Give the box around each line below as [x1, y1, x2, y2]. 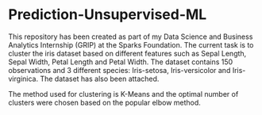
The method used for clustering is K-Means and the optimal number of [8, 89, 239, 98]
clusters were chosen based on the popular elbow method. [8, 98, 201, 107]
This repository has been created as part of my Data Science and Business [8, 32, 253, 41]
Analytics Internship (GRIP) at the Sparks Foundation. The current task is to [8, 40, 254, 49]
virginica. [8, 74, 38, 83]
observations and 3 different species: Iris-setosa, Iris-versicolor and [8, 65, 231, 75]
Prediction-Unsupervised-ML [8, 6, 207, 24]
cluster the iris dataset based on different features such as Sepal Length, [8, 48, 247, 58]
